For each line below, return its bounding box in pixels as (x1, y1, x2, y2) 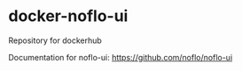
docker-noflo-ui (8, 6, 129, 26)
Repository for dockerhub (8, 35, 103, 46)
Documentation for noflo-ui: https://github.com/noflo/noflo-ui (8, 52, 233, 62)
